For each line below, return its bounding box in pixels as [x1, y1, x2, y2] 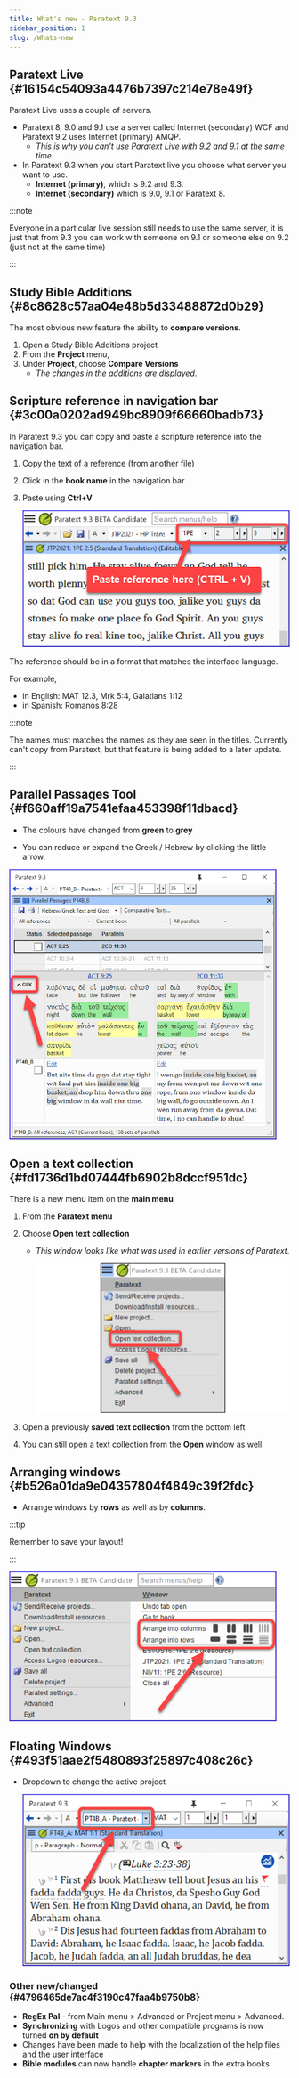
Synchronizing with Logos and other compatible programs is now [21, 2021, 264, 2032]
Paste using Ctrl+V [21, 492, 93, 503]
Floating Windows [9, 1739, 112, 1754]
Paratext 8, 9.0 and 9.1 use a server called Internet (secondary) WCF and [21, 122, 289, 133]
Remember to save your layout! [9, 1537, 124, 1547]
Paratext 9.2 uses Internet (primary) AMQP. [21, 132, 182, 142]
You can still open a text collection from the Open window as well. [21, 1439, 264, 1449]
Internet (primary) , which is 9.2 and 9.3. [35, 179, 184, 190]
